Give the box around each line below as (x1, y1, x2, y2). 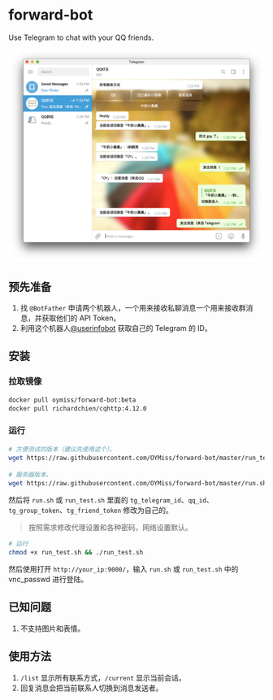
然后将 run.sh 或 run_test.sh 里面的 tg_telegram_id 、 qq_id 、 (8, 495, 214, 505)
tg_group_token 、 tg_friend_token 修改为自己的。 (8, 506, 173, 515)
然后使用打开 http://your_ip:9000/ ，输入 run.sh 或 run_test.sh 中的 (8, 563, 239, 574)
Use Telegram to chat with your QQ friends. (8, 33, 154, 42)
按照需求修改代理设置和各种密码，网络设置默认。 (28, 523, 193, 533)
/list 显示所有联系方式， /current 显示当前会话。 (19, 672, 186, 682)
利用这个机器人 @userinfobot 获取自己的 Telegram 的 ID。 (19, 324, 213, 333)
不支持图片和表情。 (19, 624, 85, 633)
